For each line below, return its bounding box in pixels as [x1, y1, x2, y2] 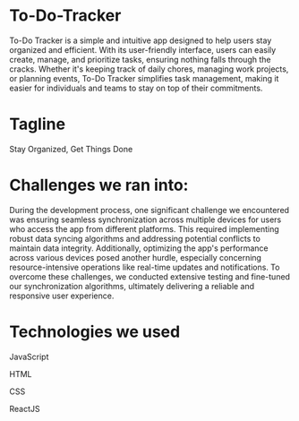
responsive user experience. [9, 290, 115, 301]
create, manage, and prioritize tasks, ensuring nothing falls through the [9, 54, 271, 64]
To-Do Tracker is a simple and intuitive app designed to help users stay [9, 35, 272, 46]
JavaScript [9, 351, 49, 362]
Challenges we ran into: [9, 176, 189, 195]
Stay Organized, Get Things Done [9, 143, 133, 154]
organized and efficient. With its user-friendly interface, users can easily [9, 44, 277, 55]
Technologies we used [9, 322, 181, 341]
